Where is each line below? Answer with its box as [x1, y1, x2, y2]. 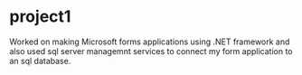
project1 [9, 6, 71, 27]
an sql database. [9, 55, 71, 66]
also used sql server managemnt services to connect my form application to [9, 45, 293, 56]
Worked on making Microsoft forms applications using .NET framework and [9, 36, 290, 47]
